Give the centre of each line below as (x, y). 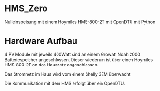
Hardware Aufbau (41, 41)
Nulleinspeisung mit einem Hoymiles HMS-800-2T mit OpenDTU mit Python (80, 22)
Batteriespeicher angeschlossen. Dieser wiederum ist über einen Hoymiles (79, 59)
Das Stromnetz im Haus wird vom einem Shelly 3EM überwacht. (68, 74)
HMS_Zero (26, 8)
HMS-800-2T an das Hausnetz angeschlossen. (51, 65)
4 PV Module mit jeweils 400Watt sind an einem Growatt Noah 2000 (73, 54)
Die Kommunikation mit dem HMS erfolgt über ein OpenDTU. (65, 83)
